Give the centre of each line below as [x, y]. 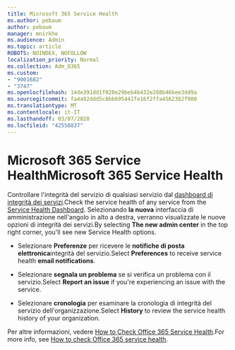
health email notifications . [56, 261]
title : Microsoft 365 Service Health [63, 14]
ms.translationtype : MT [42, 106]
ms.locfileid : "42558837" [45, 125]
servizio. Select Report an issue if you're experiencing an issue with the [121, 282]
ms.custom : [23, 73]
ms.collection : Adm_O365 [44, 66]
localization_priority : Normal [53, 60]
